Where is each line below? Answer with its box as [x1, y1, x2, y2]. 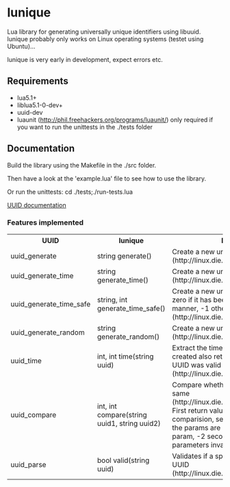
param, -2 [172, 431, 205, 441]
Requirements [7, 76, 68, 87]
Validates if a [172, 451, 214, 461]
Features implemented [7, 218, 84, 227]
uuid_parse [10, 460, 47, 469]
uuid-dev [16, 108, 43, 116]
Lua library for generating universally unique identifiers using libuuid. [7, 27, 201, 36]
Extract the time [172, 343, 223, 352]
